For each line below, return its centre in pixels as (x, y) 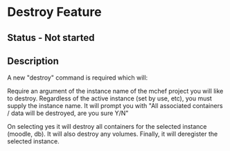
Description (33, 61)
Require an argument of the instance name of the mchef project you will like (115, 91)
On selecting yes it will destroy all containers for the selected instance (107, 127)
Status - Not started (51, 38)
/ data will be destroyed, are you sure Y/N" (68, 113)
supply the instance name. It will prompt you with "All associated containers (115, 106)
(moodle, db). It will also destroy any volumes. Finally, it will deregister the (113, 134)
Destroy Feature (54, 12)
